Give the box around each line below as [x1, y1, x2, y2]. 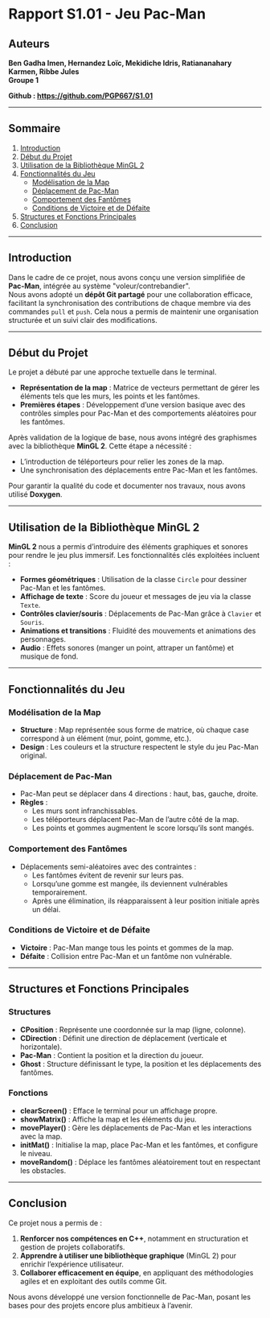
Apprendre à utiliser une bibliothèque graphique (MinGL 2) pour [19, 1250, 237, 1260]
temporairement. [31, 887, 88, 897]
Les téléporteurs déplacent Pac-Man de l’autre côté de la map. [31, 815, 239, 824]
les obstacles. [19, 1165, 67, 1175]
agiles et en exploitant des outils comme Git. [19, 1276, 167, 1286]
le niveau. [19, 1148, 53, 1158]
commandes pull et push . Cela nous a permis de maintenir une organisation [8, 307, 259, 316]
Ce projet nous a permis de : [8, 1217, 103, 1228]
